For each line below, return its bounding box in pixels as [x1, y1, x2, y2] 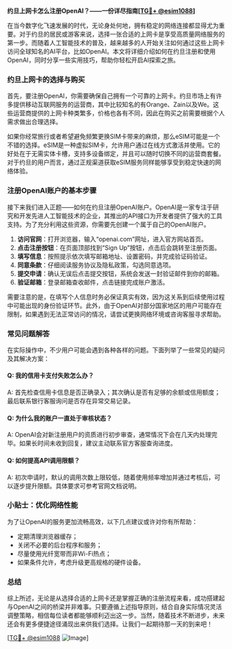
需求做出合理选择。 [7, 117, 62, 126]
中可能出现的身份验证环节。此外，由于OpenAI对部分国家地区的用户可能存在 [7, 301, 222, 309]
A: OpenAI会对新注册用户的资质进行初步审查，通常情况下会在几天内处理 [7, 431, 212, 439]
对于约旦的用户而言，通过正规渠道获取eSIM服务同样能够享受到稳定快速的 [7, 158, 215, 166]
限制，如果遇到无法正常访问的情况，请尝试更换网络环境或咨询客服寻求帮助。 [7, 310, 225, 318]
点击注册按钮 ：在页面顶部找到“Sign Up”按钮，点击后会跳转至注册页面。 [17, 243, 221, 251]
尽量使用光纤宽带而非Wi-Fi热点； [17, 549, 112, 558]
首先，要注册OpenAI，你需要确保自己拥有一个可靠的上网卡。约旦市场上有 [7, 92, 216, 100]
